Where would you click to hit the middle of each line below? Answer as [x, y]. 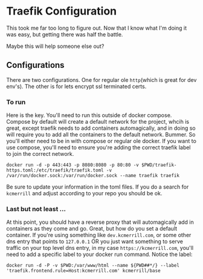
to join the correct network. [40, 154]
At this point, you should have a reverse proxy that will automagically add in [100, 222]
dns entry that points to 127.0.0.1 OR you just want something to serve [95, 241]
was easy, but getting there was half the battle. [65, 34]
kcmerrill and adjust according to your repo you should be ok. [84, 193]
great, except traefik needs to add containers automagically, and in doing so [101, 128]
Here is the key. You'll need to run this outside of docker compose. [89, 115]
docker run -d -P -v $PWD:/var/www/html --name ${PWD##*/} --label [93, 266]
